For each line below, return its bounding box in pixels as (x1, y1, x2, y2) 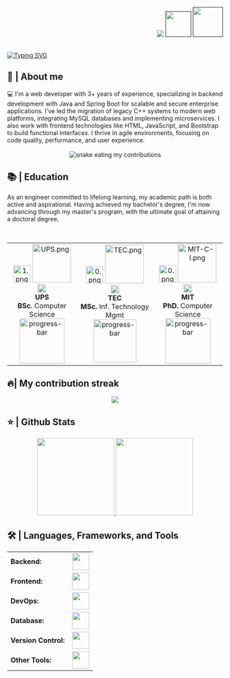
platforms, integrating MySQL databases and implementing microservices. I (7, 114, 220, 122)
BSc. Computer (17, 301, 67, 311)
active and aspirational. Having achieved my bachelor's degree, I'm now (7, 200, 211, 208)
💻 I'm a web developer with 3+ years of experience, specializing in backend (7, 89, 223, 98)
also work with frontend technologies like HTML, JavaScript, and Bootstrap (7, 121, 219, 130)
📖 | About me (7, 71, 64, 83)
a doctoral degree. (7, 215, 60, 223)
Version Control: (10, 635, 65, 645)
